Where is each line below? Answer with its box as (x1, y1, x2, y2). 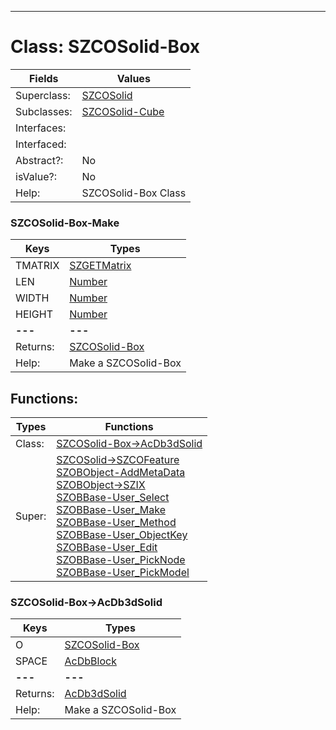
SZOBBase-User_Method (56, 516, 177, 530)
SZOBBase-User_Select (56, 491, 170, 505)
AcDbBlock (64, 654, 117, 668)
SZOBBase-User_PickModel (56, 566, 190, 580)
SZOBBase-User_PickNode (56, 553, 186, 567)
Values (116, 71, 151, 85)
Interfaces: (15, 121, 67, 135)
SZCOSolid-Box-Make (10, 216, 120, 230)
